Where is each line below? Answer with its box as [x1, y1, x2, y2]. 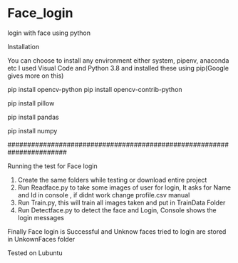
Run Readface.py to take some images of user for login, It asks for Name [17, 183, 232, 192]
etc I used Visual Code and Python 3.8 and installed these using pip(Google [7, 63, 229, 72]
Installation [7, 42, 40, 51]
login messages [17, 213, 64, 222]
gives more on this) [7, 71, 64, 80]
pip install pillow [7, 98, 55, 108]
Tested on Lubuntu [7, 248, 63, 257]
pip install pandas [7, 113, 59, 121]
